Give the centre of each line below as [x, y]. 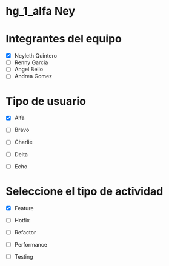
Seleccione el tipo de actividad [85, 191]
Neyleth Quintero [36, 56]
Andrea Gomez [33, 76]
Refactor [25, 232]
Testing [24, 256]
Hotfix [22, 220]
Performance [31, 244]
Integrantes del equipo [64, 39]
